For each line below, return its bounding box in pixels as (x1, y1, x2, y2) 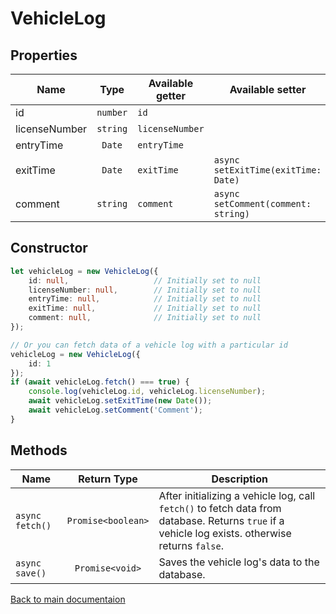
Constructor (10, 240, 88, 257)
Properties (10, 47, 78, 64)
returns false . (158, 538, 224, 552)
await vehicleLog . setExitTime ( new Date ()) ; (28, 396, 213, 406)
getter (155, 89, 186, 102)
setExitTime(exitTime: (213, 165, 322, 176)
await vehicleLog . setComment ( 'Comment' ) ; (28, 405, 203, 416)
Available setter (229, 83, 307, 96)
